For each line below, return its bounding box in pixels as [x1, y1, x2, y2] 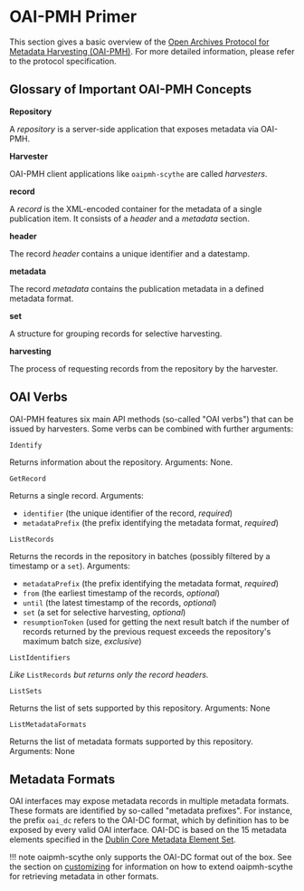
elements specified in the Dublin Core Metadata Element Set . [9, 834, 237, 845]
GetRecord [9, 474, 47, 483]
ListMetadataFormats [9, 720, 88, 729]
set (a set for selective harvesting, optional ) [22, 606, 186, 617]
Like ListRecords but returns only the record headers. [9, 669, 209, 680]
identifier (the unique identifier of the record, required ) [22, 508, 233, 518]
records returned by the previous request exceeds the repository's [22, 625, 271, 636]
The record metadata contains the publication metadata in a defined [9, 283, 264, 294]
